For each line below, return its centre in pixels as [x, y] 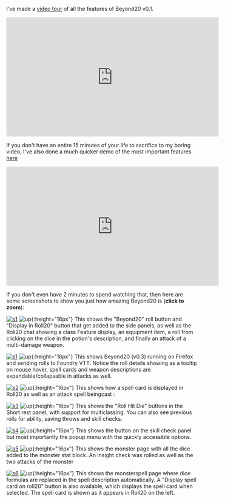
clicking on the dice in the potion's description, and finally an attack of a [96, 338]
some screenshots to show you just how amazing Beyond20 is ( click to [95, 301]
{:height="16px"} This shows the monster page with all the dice [111, 449]
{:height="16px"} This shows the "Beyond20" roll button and [106, 319]
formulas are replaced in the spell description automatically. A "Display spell [101, 480]
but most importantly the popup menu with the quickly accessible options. [99, 437]
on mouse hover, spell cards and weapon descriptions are [79, 370]
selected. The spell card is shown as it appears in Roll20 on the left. [91, 493]
